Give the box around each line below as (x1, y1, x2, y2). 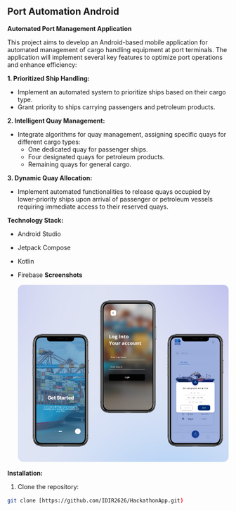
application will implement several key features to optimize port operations (7, 53, 223, 61)
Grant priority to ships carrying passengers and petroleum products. (17, 102, 216, 111)
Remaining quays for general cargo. (27, 160, 132, 168)
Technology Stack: (7, 216, 64, 224)
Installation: (7, 469, 44, 478)
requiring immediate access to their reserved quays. (17, 202, 169, 211)
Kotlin (17, 257, 34, 265)
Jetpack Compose (17, 243, 72, 252)
